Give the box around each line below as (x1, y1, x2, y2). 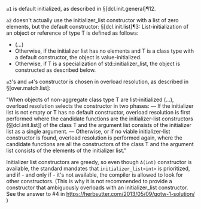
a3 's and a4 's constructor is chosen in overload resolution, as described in (6, 78, 189, 85)
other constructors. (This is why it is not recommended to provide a (6, 178, 172, 184)
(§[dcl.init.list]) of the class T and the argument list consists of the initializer (6, 122, 191, 128)
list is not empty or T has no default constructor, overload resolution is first (6, 109, 190, 116)
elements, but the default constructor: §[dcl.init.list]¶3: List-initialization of (6, 23, 189, 30)
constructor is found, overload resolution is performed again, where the (6, 134, 182, 141)
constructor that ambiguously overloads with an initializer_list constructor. (6, 184, 188, 191)
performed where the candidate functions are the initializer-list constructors (6, 115, 193, 122)
